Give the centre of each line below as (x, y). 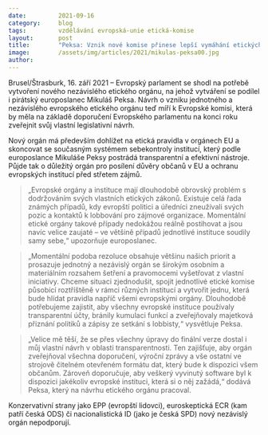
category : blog (41, 23)
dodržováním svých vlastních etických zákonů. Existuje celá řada (134, 198)
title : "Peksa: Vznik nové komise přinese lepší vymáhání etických (135, 45)
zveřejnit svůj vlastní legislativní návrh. (72, 125)
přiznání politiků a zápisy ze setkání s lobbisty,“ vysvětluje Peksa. (135, 323)
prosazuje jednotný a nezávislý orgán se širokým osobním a (126, 265)
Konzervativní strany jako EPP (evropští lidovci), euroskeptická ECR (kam (128, 405)
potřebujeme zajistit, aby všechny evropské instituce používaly (131, 307)
